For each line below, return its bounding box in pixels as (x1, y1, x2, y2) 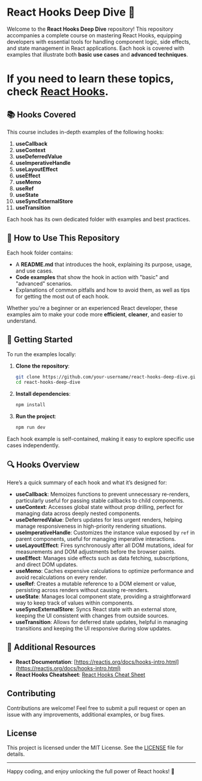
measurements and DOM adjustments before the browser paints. (15, 548, 176, 555)
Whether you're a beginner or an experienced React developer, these (7, 304, 178, 312)
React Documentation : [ (15, 658, 77, 665)
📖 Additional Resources (7, 642, 96, 652)
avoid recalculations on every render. (15, 573, 107, 581)
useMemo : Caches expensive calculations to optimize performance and (15, 567, 194, 574)
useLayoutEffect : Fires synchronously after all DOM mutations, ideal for (15, 542, 194, 549)
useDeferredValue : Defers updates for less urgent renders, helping (15, 516, 182, 523)
